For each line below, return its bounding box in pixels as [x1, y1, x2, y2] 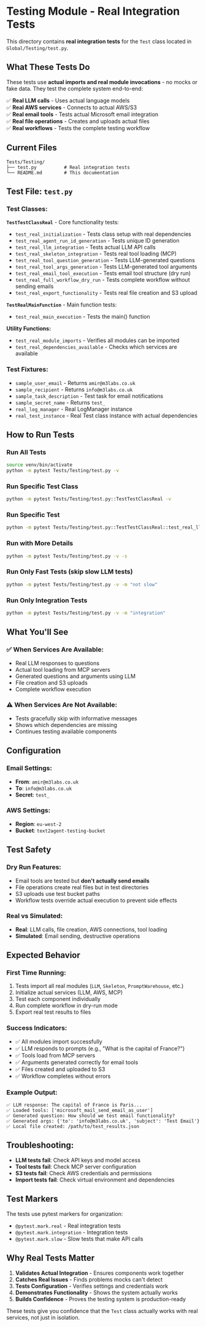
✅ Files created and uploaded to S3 [15, 1065, 105, 1073]
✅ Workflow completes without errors [15, 1072, 111, 1080]
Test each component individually [15, 995, 101, 1003]
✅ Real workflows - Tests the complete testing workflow [6, 124, 150, 131]
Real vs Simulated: [6, 912, 63, 920]
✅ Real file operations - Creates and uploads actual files [6, 117, 150, 125]
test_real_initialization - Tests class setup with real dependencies [15, 230, 191, 238]
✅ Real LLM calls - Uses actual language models [6, 96, 130, 104]
